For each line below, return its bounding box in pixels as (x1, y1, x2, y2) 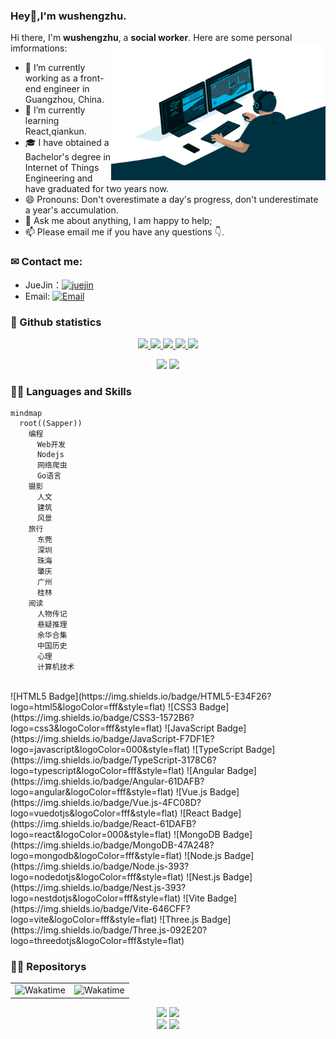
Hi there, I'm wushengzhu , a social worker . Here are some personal (10, 32, 293, 44)
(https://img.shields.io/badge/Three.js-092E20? (10, 924, 208, 936)
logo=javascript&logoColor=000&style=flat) (10, 744, 191, 756)
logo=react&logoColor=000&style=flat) (10, 829, 172, 841)
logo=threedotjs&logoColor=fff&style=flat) (10, 935, 185, 947)
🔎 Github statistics (10, 315, 102, 329)
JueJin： (24, 279, 62, 291)
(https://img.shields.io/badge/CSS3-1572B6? (10, 712, 195, 724)
